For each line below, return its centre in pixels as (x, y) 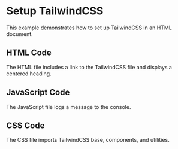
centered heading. (29, 74)
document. (19, 34)
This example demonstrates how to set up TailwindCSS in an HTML (89, 28)
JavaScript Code (38, 92)
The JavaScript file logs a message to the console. (69, 107)
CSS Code (25, 125)
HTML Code (29, 53)
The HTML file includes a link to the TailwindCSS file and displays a (89, 67)
